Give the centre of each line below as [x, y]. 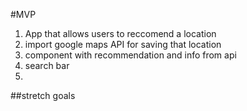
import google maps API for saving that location [123, 44]
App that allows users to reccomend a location [120, 33]
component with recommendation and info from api [130, 55]
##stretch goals [43, 95]
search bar [47, 65]
